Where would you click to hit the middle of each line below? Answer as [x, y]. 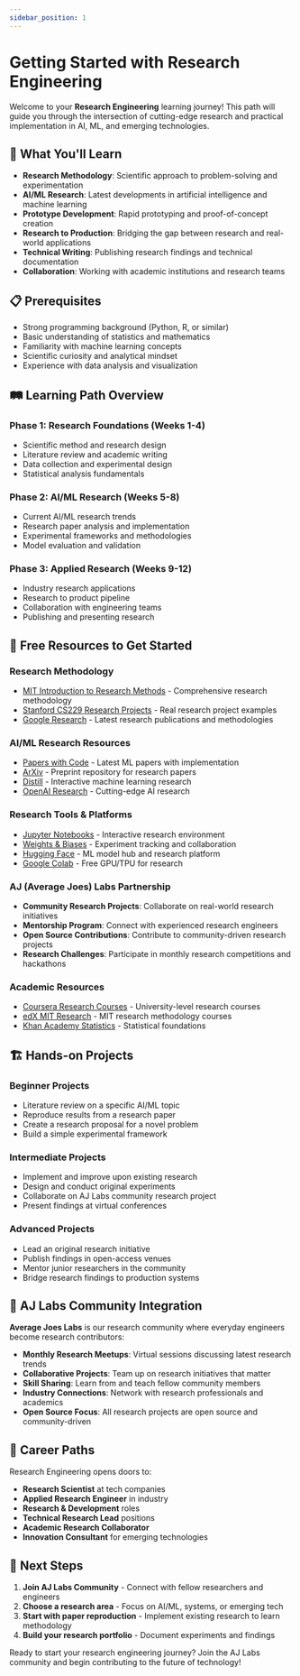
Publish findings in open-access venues [97, 1258]
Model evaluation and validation [82, 546]
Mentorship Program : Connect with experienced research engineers [150, 925]
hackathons [44, 964]
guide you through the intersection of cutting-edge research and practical [146, 116]
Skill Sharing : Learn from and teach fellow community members [141, 1383]
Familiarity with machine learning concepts [102, 346]
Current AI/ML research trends [79, 517]
